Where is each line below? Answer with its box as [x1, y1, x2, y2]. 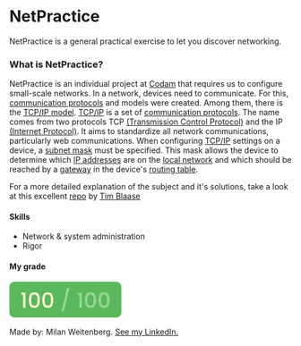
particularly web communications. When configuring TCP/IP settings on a [9, 136, 280, 147]
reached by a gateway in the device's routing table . [9, 164, 199, 175]
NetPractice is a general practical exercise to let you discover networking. [9, 36, 282, 46]
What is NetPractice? [9, 58, 104, 71]
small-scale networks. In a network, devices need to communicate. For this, [9, 88, 289, 99]
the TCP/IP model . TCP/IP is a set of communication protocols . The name [9, 107, 280, 118]
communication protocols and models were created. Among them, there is [9, 97, 284, 108]
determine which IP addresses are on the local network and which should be [9, 155, 292, 165]
